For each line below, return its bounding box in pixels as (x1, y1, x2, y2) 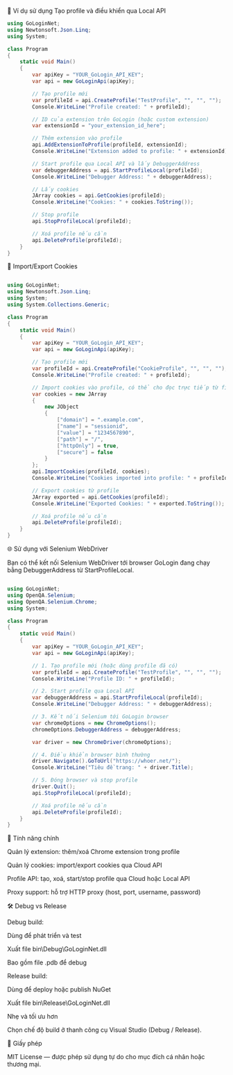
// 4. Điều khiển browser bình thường (32, 751, 150, 758)
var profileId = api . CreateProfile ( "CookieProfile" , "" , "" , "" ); (32, 365, 228, 372)
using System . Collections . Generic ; (7, 301, 110, 308)
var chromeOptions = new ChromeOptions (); (32, 720, 157, 727)
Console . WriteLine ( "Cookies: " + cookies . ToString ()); (32, 199, 194, 206)
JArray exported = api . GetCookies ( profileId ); (32, 494, 169, 501)
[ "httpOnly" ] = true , (56, 442, 119, 449)
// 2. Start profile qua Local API (32, 688, 135, 695)
